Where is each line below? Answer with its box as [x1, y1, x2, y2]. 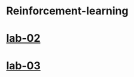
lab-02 [6, 32, 41, 45]
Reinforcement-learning [6, 4, 129, 18]
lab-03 [6, 58, 41, 72]
